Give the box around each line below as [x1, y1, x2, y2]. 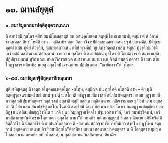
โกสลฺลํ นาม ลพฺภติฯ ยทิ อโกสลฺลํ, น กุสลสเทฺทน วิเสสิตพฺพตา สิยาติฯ [5, 131, 116, 137]
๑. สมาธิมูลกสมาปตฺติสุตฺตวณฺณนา [5, 22, 69, 29]
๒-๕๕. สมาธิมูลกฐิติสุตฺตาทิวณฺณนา [5, 75, 72, 82]
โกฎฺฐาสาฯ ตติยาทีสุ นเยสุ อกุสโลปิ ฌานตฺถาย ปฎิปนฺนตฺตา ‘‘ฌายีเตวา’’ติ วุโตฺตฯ [5, 62, 134, 68]
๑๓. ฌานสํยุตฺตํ [5, 4, 54, 15]
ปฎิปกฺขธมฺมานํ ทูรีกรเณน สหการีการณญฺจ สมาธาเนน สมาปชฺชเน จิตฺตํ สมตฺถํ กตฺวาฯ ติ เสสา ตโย [5, 56, 160, 62]
